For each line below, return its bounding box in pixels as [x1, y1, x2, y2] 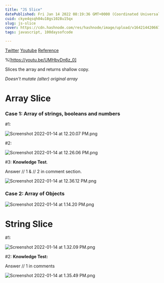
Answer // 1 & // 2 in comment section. [5, 169, 82, 175]
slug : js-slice [5, 20, 36, 26]
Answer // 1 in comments [5, 263, 55, 269]
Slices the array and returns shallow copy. [5, 66, 89, 72]
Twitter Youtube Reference [5, 47, 59, 53]
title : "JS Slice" [5, 7, 42, 12]
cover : [5, 25, 19, 30]
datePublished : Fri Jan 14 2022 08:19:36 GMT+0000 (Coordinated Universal [5, 12, 161, 17]
